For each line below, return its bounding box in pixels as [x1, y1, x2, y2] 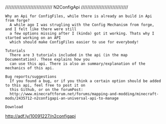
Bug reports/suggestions [5, 74, 57, 79]
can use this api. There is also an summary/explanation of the [9, 61, 146, 66]
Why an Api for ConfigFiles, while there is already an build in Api [5, 14, 153, 19]
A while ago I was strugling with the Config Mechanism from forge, [9, 22, 155, 27]
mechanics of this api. [5, 66, 55, 71]
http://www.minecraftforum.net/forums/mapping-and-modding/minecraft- [9, 91, 159, 96]
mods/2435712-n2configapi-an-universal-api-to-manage [5, 96, 119, 101]
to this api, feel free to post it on [5, 83, 85, 88]
